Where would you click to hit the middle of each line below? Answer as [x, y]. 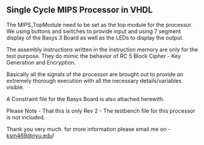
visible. [15, 87]
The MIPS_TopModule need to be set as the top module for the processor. [100, 24]
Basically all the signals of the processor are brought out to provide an [95, 74]
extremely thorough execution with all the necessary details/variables [94, 80]
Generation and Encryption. [41, 62]
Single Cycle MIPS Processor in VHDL [80, 10]
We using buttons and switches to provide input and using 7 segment [94, 31]
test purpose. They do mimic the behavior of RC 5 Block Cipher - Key [94, 56]
